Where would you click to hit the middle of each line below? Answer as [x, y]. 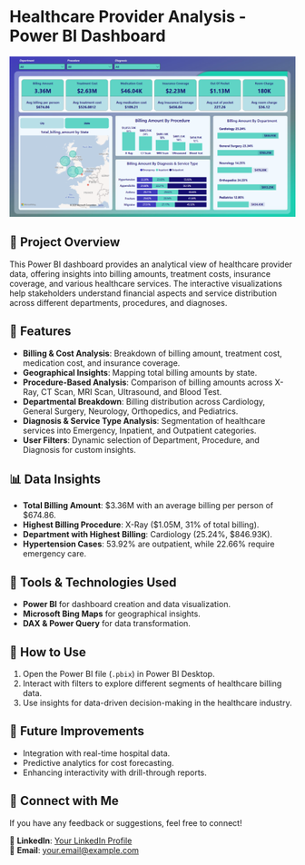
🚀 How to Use [48, 652]
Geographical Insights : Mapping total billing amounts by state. [140, 372]
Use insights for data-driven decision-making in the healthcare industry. [157, 703]
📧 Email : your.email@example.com [74, 850]
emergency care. [54, 554]
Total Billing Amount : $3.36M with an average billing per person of [148, 506]
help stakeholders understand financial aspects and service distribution [143, 293]
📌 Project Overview [65, 242]
